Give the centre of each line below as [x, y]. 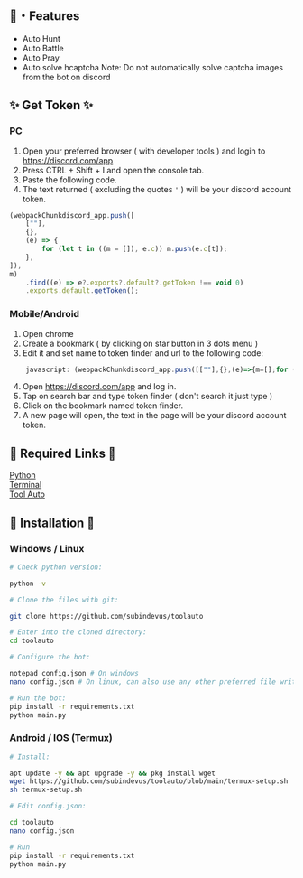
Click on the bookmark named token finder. [102, 406]
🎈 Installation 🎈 [52, 523]
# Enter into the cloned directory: [78, 632]
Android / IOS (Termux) [61, 738]
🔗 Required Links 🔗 [63, 453]
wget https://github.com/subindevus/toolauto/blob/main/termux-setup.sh [149, 781]
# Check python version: [56, 567]
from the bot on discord [66, 77]
